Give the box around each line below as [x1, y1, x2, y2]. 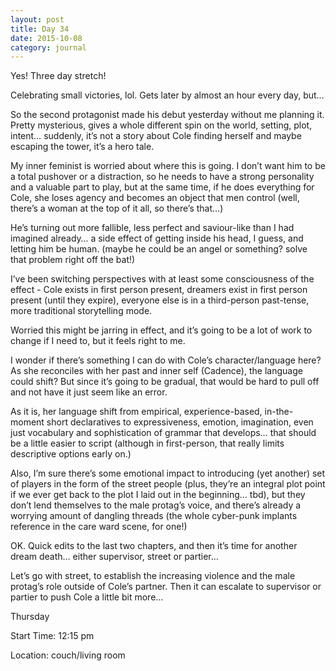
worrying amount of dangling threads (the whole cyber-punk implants [10, 510, 298, 522]
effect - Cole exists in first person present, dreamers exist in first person [10, 284, 308, 296]
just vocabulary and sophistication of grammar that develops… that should [10, 427, 317, 439]
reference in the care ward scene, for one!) [10, 521, 188, 533]
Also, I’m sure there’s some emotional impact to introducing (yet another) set [10, 467, 326, 480]
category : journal [10, 42, 87, 53]
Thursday [10, 611, 50, 623]
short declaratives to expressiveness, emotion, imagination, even [46, 416, 314, 428]
